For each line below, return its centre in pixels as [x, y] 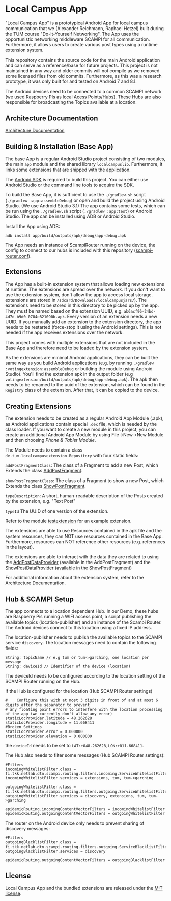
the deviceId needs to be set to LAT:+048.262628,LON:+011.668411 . [75, 745]
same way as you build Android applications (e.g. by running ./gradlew [80, 363]
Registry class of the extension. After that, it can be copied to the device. [82, 390]
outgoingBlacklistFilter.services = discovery [55, 851]
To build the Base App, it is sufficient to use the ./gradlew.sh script [76, 194]
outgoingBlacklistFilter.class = [41, 842]
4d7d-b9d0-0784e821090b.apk [35, 317]
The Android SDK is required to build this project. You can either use [77, 179]
